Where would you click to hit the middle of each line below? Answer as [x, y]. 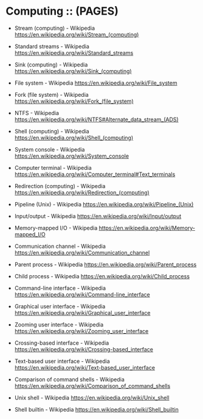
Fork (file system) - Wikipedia [51, 94]
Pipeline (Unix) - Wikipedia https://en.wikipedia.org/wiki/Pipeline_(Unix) [104, 204]
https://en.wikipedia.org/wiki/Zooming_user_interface [81, 331]
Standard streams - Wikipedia [52, 46]
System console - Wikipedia [50, 149]
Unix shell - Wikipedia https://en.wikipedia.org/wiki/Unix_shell [92, 398]
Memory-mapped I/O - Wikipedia [56, 228]
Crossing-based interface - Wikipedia [62, 343]
